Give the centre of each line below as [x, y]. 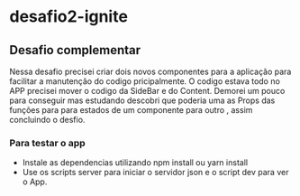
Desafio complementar [75, 50]
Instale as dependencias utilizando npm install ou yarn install [135, 163]
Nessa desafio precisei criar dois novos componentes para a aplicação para [150, 71]
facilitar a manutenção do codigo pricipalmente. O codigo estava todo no [145, 81]
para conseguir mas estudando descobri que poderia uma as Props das [142, 100]
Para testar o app [47, 143]
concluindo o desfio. [47, 120]
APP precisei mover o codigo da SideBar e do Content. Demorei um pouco [147, 91]
